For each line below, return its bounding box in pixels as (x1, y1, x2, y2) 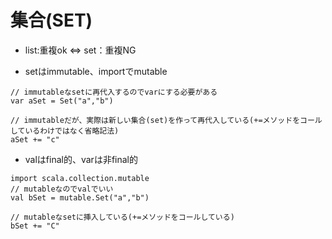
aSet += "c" (10, 134, 60, 145)
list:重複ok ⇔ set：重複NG (24, 44, 137, 56)
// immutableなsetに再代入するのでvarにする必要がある (10, 87, 218, 97)
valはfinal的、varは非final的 (24, 153, 138, 165)
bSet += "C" (10, 221, 60, 231)
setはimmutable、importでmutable (24, 65, 168, 77)
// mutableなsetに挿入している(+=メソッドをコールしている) (10, 212, 235, 222)
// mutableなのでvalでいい (10, 184, 114, 194)
